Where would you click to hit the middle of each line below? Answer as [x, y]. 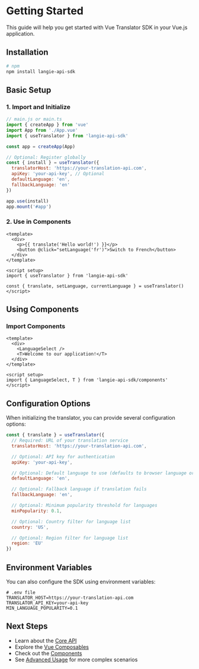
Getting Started [45, 11]
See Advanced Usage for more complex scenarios [76, 660]
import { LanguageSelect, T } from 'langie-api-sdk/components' [87, 380]
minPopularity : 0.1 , [37, 511]
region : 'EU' [28, 543]
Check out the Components [48, 653]
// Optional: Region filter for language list [70, 538]
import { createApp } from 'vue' [47, 125]
